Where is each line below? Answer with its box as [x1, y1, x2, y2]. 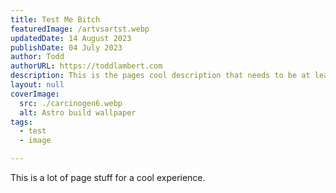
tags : [10, 117, 33, 127]
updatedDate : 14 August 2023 [10, 33, 132, 43]
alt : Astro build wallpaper [19, 107, 137, 118]
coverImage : [10, 89, 60, 99]
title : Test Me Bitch [10, 14, 101, 25]
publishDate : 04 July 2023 [10, 42, 123, 53]
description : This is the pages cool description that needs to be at [10, 71, 311, 81]
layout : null [10, 80, 65, 90]
